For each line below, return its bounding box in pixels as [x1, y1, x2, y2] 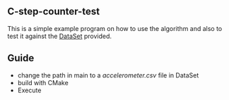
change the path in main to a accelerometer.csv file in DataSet [17, 70, 199, 80]
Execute [17, 86, 42, 94]
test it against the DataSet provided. [7, 32, 112, 40]
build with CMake [17, 78, 69, 87]
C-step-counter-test [7, 6, 100, 18]
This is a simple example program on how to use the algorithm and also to [7, 24, 223, 32]
